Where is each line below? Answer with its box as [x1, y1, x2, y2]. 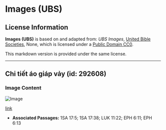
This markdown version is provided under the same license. [5, 51, 127, 57]
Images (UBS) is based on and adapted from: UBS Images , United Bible [5, 36, 151, 42]
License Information [5, 23, 68, 32]
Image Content [5, 85, 42, 92]
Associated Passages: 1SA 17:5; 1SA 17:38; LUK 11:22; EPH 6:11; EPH [12, 115, 152, 121]
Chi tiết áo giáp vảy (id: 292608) [5, 70, 107, 78]
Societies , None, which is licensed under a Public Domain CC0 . [5, 41, 134, 47]
